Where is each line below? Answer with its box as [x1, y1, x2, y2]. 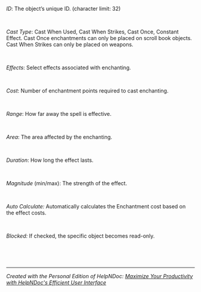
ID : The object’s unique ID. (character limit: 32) [6, 5, 121, 13]
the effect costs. [6, 209, 47, 217]
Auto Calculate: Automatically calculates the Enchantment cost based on [6, 203, 186, 210]
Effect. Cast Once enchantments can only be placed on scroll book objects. [6, 35, 193, 42]
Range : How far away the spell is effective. [6, 110, 112, 118]
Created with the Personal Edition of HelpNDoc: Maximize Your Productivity [6, 273, 193, 280]
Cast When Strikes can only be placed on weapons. [6, 41, 133, 48]
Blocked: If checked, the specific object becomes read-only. [6, 232, 155, 239]
